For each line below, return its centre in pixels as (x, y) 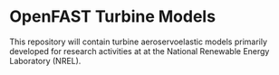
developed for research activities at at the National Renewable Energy (139, 51)
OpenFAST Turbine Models (112, 17)
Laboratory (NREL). (45, 61)
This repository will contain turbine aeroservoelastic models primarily (139, 42)
